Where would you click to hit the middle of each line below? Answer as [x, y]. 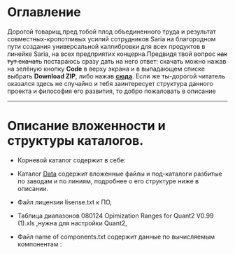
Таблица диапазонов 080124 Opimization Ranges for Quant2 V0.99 [115, 216]
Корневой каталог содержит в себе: [71, 160]
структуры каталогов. [76, 141]
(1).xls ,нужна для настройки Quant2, [72, 223]
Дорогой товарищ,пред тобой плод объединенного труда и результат [112, 31]
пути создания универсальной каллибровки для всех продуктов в [106, 46]
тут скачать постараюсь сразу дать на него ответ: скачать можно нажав [117, 61]
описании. [33, 188]
